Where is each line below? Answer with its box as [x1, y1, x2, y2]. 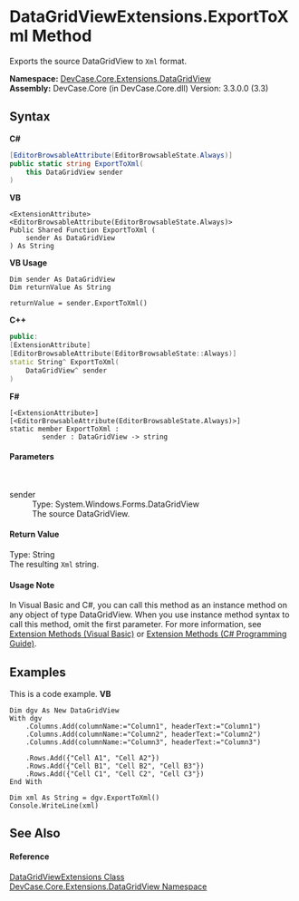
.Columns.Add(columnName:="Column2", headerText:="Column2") [25, 730, 261, 739]
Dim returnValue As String [9, 283, 111, 292]
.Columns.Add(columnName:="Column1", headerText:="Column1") [25, 722, 261, 731]
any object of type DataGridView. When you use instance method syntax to [9, 609, 290, 620]
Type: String [9, 548, 55, 559]
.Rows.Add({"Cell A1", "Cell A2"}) [25, 753, 160, 762]
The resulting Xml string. [9, 558, 100, 569]
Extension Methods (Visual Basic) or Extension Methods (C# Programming [9, 628, 287, 640]
